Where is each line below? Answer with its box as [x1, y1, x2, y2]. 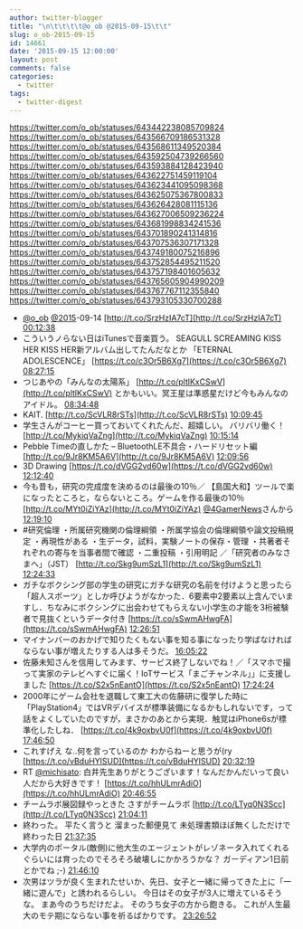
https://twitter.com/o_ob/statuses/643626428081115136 [9, 199, 219, 210]
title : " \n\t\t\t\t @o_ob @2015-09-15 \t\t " [9, 22, 172, 31]
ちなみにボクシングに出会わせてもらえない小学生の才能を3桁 [46, 602, 273, 613]
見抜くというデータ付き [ [38, 613, 131, 624]
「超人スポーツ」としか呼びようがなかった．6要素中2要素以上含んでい [22, 591, 287, 602]
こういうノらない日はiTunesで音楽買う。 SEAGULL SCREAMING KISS [22, 333, 282, 344]
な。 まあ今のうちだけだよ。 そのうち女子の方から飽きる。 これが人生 [22, 899, 283, 910]
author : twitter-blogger [9, 13, 103, 23]
